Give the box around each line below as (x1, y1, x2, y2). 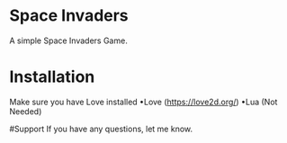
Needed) (9, 105, 42, 117)
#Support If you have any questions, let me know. (9, 123, 193, 134)
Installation (9, 67, 95, 87)
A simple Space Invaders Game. (9, 35, 128, 46)
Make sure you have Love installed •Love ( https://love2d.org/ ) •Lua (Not (9, 96, 278, 107)
